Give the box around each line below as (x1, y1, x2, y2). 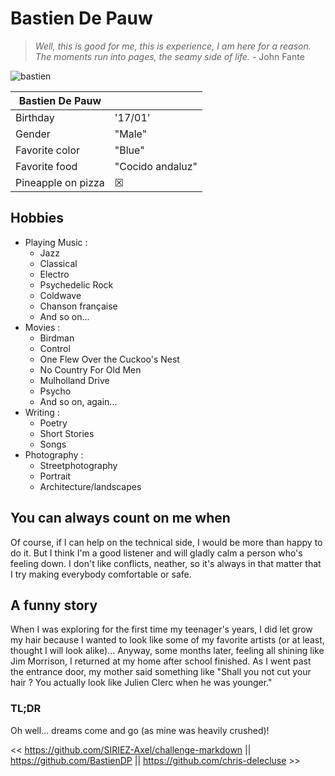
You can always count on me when (10, 510, 231, 527)
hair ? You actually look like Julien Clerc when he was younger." (10, 677, 273, 689)
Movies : (24, 321, 61, 333)
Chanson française (39, 300, 118, 312)
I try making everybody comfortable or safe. (10, 568, 192, 580)
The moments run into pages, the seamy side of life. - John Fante (34, 50, 305, 62)
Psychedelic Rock (39, 278, 114, 291)
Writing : (24, 406, 60, 418)
